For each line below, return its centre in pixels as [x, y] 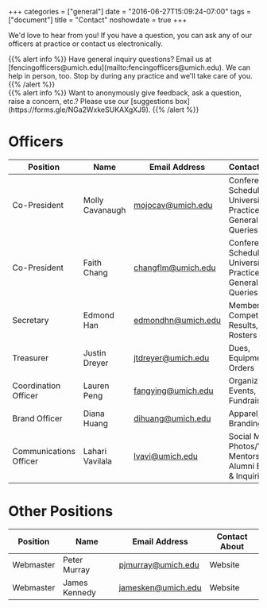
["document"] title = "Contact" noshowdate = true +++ [98, 20]
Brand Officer [37, 418]
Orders [242, 367]
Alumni [242, 466]
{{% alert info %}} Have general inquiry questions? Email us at [110, 59]
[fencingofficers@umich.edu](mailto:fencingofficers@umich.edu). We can [130, 67]
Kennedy [79, 592]
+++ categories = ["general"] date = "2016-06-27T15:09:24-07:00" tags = [130, 12]
